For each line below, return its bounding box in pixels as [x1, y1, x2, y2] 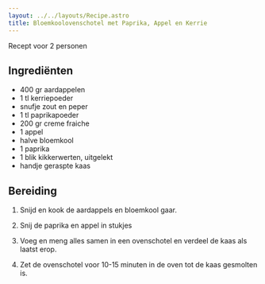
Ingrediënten [8, 64, 74, 77]
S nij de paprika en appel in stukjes [19, 220, 132, 231]
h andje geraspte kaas [19, 161, 91, 171]
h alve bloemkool [19, 136, 74, 146]
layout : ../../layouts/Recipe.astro [8, 11, 129, 20]
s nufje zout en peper [19, 102, 89, 111]
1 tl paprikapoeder [19, 111, 79, 120]
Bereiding [8, 184, 57, 197]
